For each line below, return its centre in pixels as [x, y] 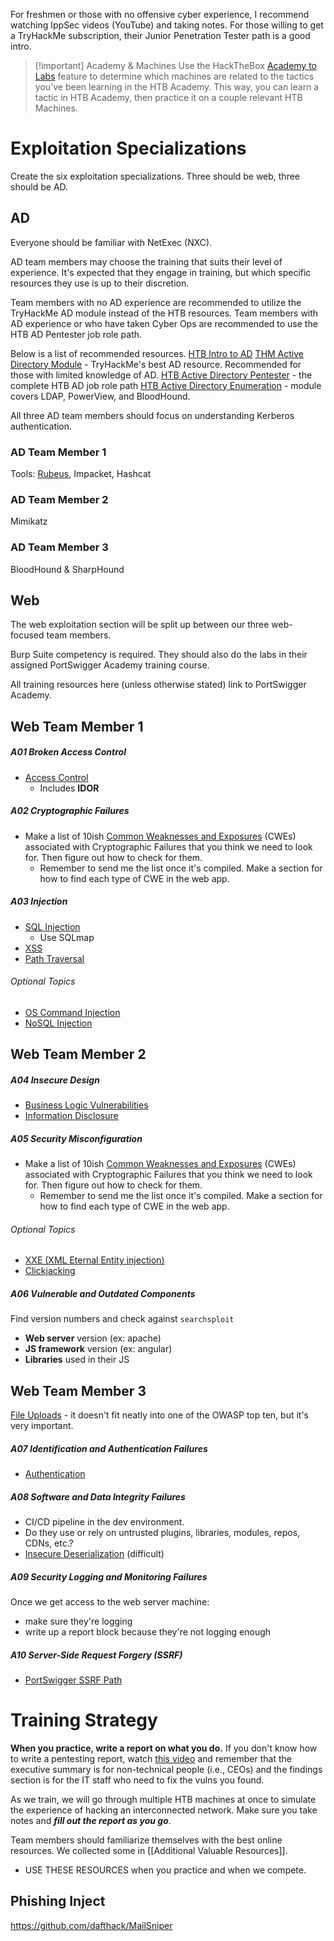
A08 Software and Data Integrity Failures [98, 1496]
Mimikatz [29, 521]
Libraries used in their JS [77, 1360]
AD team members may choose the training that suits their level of [146, 261]
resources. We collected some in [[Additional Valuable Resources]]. [149, 1851]
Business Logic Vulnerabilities [86, 1105]
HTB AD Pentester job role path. [76, 334]
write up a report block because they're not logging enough [148, 1632]
